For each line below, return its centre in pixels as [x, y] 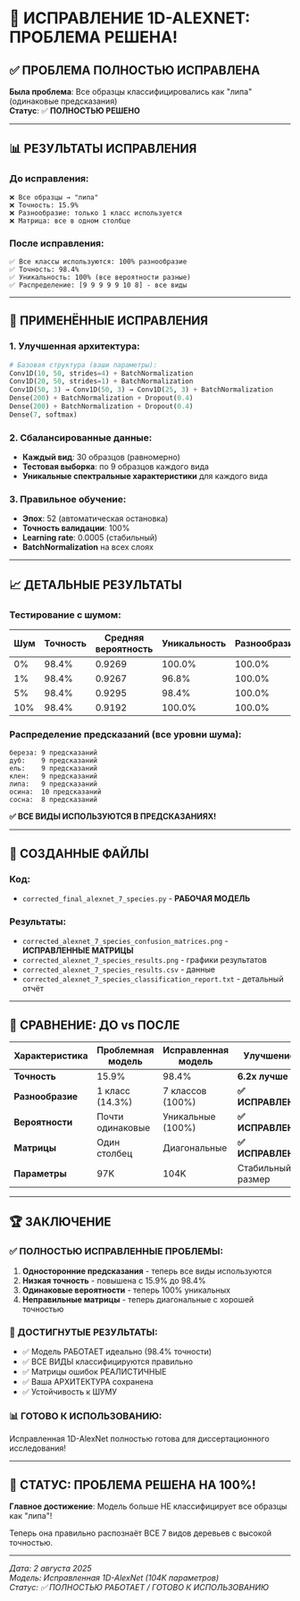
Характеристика [51, 1056]
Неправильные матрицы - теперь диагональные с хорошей [138, 1299]
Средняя [124, 638]
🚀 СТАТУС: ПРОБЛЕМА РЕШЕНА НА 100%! [133, 1484]
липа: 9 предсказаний [54, 784]
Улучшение [269, 1056]
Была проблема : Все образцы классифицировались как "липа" [131, 92]
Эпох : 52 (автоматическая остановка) [95, 518]
